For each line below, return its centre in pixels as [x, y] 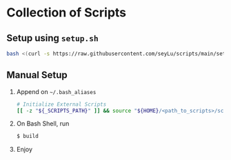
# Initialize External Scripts [61, 104]
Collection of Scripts [67, 13]
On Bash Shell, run [43, 124]
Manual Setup [37, 75]
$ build [27, 136]
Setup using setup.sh [53, 38]
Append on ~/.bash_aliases [56, 91]
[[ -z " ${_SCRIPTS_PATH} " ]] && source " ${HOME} [88, 111]
